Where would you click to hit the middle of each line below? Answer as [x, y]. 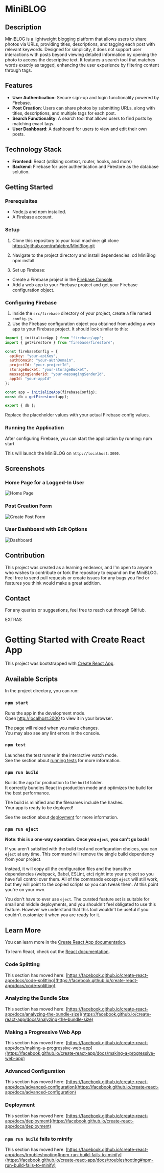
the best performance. [28, 793]
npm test [15, 745]
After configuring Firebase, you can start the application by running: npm [79, 438]
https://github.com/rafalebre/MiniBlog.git [53, 246]
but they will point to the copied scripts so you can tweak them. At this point [82, 884]
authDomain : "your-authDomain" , [43, 360]
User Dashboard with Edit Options [46, 529]
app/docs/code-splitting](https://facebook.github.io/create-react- [71, 980]
